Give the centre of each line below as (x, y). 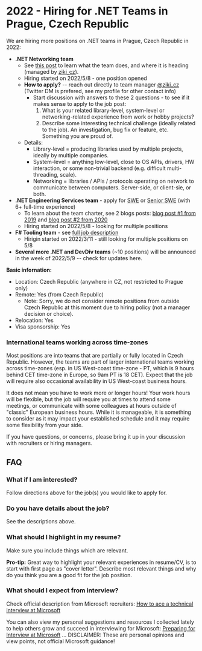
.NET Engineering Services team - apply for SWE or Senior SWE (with (103, 200)
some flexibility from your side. (45, 425)
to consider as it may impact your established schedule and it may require (98, 419)
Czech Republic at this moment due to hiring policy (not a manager (107, 307)
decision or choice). (49, 313)
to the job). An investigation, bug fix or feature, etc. (105, 129)
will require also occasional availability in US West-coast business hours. (96, 381)
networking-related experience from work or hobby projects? (118, 117)
